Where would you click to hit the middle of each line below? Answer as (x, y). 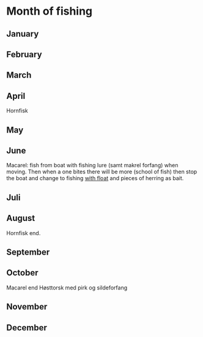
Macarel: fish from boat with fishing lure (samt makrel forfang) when (92, 165)
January (23, 34)
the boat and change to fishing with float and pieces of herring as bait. (95, 178)
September (28, 252)
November (27, 307)
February (24, 54)
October (22, 273)
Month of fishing (50, 11)
